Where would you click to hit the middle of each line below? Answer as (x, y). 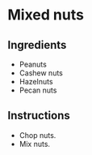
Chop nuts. (38, 135)
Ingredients (37, 45)
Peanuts (33, 64)
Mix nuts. (34, 144)
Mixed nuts (46, 15)
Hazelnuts (36, 82)
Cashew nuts (41, 73)
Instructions (39, 116)
